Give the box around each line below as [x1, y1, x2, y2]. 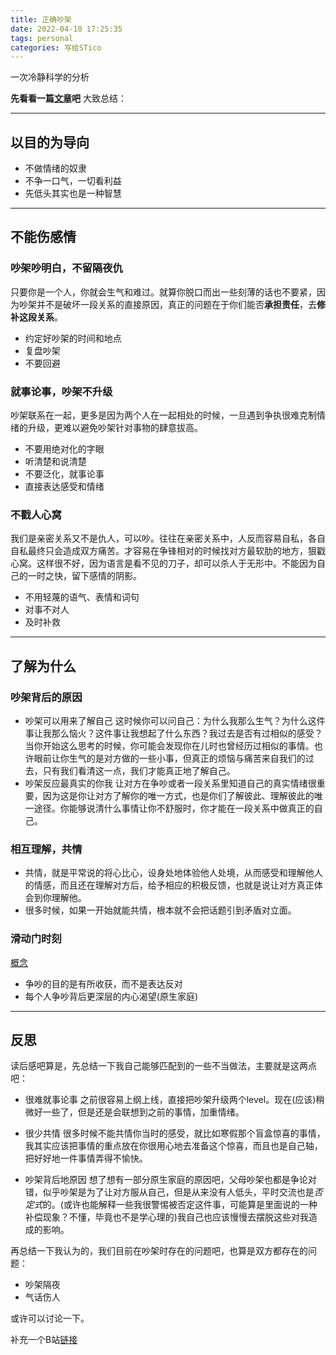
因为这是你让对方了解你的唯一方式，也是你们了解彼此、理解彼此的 [42, 790, 315, 802]
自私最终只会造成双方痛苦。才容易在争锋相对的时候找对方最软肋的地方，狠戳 [10, 545, 326, 557]
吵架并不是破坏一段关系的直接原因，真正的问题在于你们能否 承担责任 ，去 [18, 298, 317, 310]
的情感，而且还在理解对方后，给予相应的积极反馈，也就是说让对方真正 [24, 879, 315, 891]
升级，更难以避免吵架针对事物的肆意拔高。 [27, 422, 203, 434]
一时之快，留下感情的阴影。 [27, 570, 142, 582]
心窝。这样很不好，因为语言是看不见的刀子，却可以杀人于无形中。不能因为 [10, 557, 317, 570]
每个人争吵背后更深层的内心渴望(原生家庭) [24, 990, 199, 1002]
